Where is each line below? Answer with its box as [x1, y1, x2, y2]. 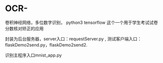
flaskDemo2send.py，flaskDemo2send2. [5, 42, 88, 47]
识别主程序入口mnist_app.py [5, 52, 62, 58]
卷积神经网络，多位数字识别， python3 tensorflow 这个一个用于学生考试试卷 [5, 19, 158, 25]
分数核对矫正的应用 [5, 25, 44, 31]
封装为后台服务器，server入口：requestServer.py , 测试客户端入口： [5, 36, 142, 42]
